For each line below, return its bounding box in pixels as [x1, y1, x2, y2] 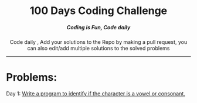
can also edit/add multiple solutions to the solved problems [27, 45, 170, 52]
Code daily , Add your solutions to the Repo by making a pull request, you [9, 39, 188, 46]
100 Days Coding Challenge [29, 4, 168, 18]
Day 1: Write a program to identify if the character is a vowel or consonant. [6, 90, 186, 97]
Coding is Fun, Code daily [66, 23, 131, 30]
